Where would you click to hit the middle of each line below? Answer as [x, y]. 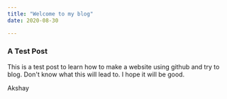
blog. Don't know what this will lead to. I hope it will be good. [96, 74]
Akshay [18, 88]
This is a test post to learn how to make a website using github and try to [113, 66]
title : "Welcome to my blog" [50, 14]
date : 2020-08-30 [33, 21]
